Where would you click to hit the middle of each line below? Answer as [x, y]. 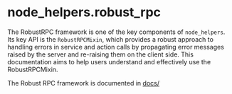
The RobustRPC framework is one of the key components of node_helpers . [116, 32]
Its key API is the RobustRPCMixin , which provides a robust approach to [110, 39]
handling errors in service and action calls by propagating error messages [116, 47]
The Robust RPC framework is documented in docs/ [84, 83]
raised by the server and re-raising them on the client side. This [101, 54]
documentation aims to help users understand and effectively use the [109, 61]
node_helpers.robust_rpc [84, 12]
